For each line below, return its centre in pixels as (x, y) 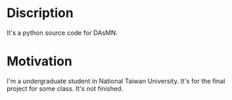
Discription (40, 13)
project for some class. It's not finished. (65, 88)
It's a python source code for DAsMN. (62, 33)
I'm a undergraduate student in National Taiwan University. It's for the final (116, 81)
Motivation (40, 61)
